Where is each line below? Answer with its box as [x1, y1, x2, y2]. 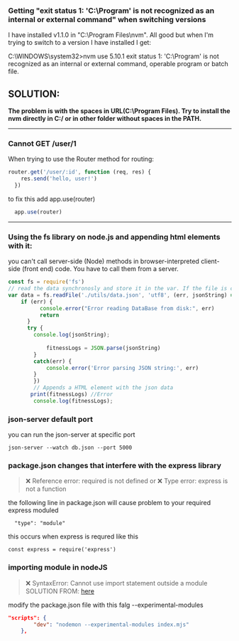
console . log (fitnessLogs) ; [33, 397, 113, 404]
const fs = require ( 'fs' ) [8, 278, 84, 286]
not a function [25, 484, 67, 493]
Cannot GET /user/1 [8, 139, 77, 149]
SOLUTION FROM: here [25, 586, 95, 595]
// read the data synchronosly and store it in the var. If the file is [8, 285, 228, 292]
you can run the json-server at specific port [8, 430, 135, 439]
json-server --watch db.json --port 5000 [8, 444, 133, 452]
